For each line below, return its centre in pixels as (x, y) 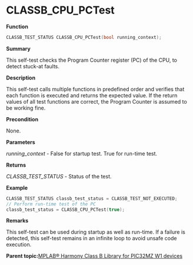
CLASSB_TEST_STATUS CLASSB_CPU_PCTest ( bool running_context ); (84, 37)
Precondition (22, 119)
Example (17, 188)
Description (21, 78)
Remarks (17, 221)
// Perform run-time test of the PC (51, 204)
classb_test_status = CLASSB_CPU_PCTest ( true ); (66, 210)
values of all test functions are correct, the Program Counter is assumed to (96, 101)
